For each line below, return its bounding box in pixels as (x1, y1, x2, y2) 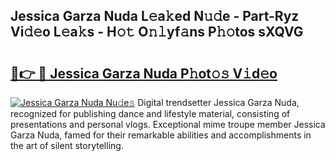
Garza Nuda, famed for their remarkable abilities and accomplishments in (10, 129, 312, 141)
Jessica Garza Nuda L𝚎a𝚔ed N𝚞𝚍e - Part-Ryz (10, 8, 300, 25)
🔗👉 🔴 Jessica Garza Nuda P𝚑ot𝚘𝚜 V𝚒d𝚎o (10, 65, 278, 82)
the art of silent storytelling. (10, 140, 124, 151)
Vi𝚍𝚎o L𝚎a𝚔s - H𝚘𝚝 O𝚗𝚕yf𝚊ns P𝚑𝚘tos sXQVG (10, 24, 304, 41)
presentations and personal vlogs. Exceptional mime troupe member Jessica (10, 119, 326, 130)
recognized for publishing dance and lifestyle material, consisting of (10, 108, 291, 119)
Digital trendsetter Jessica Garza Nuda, (137, 97, 300, 108)
